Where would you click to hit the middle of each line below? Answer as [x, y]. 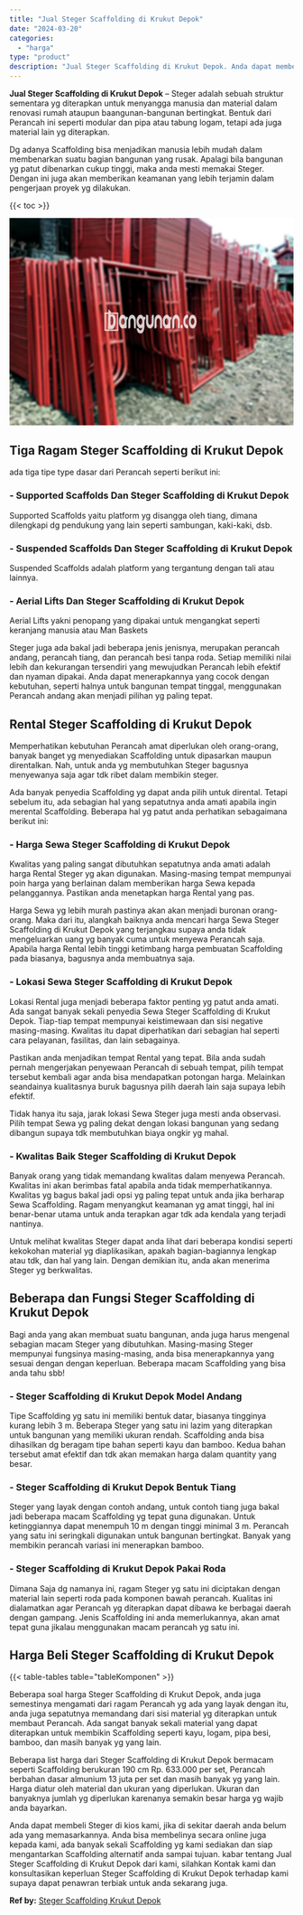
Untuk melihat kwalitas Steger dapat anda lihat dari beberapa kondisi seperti [151, 1241]
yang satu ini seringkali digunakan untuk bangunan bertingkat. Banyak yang [150, 1535]
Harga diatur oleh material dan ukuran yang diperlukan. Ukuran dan [134, 1788]
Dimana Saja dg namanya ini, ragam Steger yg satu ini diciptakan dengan [145, 1588]
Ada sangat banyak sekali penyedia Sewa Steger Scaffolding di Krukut [140, 1011]
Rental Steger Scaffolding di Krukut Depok [131, 724]
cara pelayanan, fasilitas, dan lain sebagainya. [95, 1040]
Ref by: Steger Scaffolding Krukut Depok [85, 1901]
